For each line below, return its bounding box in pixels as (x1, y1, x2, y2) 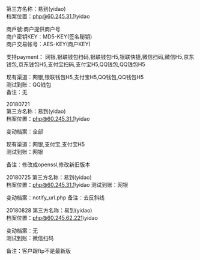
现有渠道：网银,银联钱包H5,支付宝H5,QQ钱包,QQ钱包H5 (6, 74, 144, 80)
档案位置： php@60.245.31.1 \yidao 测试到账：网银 (6, 181, 129, 188)
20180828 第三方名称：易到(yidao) (6, 207, 92, 214)
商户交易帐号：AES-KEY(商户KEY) (6, 41, 91, 47)
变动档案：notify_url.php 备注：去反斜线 (6, 194, 105, 201)
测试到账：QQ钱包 (6, 81, 52, 88)
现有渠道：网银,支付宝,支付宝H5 (6, 141, 85, 148)
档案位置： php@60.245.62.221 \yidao (6, 214, 98, 221)
